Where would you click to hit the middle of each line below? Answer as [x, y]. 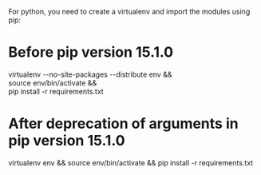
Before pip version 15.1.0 [91, 52]
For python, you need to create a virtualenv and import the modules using [129, 12]
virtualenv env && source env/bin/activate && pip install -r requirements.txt [131, 162]
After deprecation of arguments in [123, 124]
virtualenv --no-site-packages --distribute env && [90, 74]
